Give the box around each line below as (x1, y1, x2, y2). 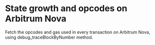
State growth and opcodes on (5, 3, 128, 14)
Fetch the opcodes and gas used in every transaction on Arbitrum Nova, (5, 29, 151, 35)
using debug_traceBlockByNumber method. (5, 34, 93, 40)
